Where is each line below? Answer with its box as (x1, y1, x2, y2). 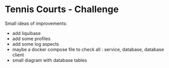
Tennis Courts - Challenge (5, 4, 119, 15)
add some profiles (12, 36, 51, 42)
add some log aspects (12, 41, 59, 47)
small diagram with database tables (12, 57, 88, 63)
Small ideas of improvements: (5, 20, 68, 26)
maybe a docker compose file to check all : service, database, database (12, 46, 164, 52)
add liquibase (12, 30, 41, 36)
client (12, 52, 24, 58)
